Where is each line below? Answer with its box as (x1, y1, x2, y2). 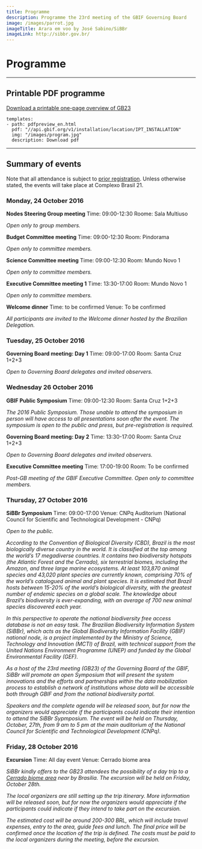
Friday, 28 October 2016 (6, 742, 78, 751)
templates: (6, 116, 34, 122)
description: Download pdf (11, 137, 79, 143)
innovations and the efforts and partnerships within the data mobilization (6, 678, 188, 685)
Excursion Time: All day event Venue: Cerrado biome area (6, 756, 151, 764)
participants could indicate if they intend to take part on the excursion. (6, 805, 182, 812)
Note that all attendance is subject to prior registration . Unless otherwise (6, 175, 186, 182)
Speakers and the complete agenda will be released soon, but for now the (6, 702, 191, 709)
